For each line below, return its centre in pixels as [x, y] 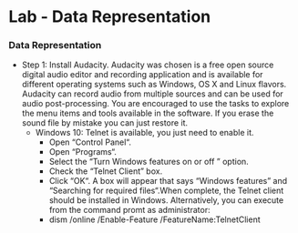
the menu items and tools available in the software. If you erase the [148, 113]
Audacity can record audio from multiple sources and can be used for [152, 94]
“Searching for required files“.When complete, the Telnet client [166, 191]
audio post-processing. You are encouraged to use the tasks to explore [155, 104]
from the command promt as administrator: [129, 210]
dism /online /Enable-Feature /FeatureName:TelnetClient [154, 219]
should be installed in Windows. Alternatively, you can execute [166, 200]
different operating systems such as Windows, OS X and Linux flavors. [154, 85]
